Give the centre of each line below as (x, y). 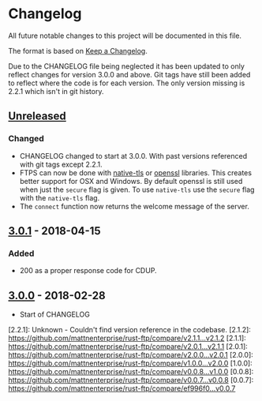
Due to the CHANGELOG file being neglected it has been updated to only (126, 66)
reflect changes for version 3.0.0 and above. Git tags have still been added (129, 74)
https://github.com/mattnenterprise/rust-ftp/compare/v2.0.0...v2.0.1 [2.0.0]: (131, 355)
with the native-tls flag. (60, 197)
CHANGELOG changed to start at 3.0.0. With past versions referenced (133, 156)
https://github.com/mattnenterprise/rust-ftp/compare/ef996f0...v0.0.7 (122, 388)
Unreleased (37, 116)
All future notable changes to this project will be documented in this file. (125, 36)
